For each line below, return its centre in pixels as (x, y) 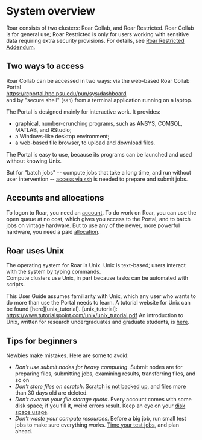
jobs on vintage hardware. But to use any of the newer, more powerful (93, 225)
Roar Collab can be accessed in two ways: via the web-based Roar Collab (98, 80)
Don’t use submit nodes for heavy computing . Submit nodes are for (99, 367)
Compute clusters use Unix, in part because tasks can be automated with (97, 278)
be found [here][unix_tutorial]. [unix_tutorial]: (62, 309)
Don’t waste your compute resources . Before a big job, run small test (100, 419)
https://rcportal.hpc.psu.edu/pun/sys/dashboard (66, 93)
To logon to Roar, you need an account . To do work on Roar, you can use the (101, 212)
